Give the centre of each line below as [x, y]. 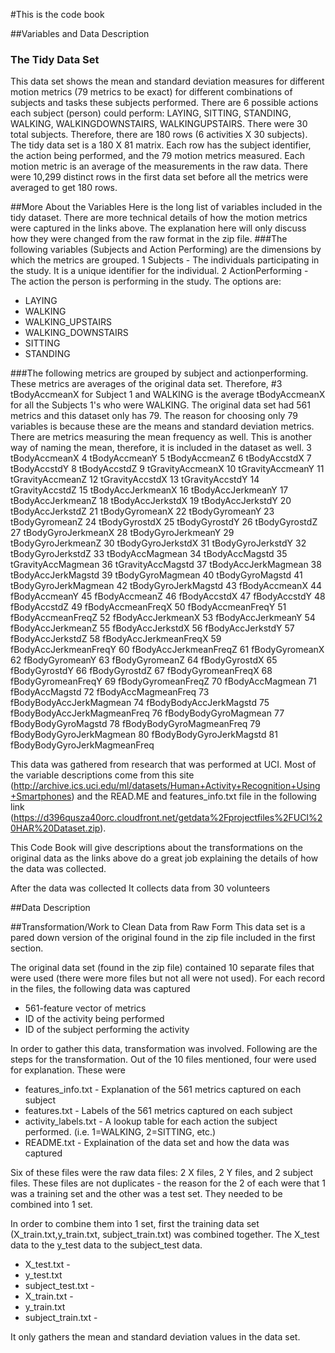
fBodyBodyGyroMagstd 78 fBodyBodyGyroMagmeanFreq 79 [135, 724]
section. [27, 948]
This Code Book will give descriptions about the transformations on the [156, 848]
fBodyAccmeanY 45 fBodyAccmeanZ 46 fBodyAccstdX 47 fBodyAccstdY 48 [168, 596]
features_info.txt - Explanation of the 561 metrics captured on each [163, 1090]
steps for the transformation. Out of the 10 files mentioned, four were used [163, 1060]
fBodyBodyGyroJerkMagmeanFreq [82, 745]
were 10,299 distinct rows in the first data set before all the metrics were [159, 177]
